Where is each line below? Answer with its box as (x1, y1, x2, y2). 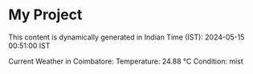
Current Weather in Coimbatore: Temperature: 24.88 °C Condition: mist (8, 56, 243, 66)
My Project (8, 6, 83, 24)
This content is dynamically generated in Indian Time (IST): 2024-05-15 (8, 32, 245, 42)
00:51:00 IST (8, 40, 51, 50)
